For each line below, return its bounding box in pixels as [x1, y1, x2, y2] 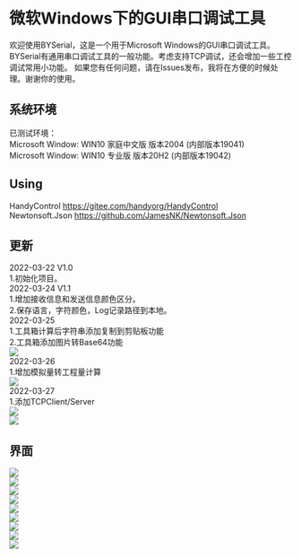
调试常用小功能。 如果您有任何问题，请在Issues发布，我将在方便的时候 [9, 62, 271, 73]
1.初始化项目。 [9, 273, 63, 283]
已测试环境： [9, 127, 56, 138]
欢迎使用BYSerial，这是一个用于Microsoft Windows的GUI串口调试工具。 [9, 39, 275, 50]
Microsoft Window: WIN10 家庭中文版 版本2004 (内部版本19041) [9, 138, 245, 149]
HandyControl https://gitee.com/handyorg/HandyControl [9, 200, 219, 211]
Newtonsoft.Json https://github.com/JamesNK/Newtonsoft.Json [9, 210, 247, 221]
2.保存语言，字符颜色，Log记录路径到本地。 [9, 305, 172, 316]
